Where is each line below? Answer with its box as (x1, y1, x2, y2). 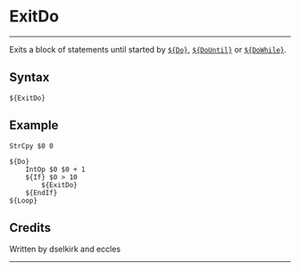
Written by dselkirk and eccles (9, 243, 121, 255)
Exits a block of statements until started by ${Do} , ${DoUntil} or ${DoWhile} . (9, 44, 287, 54)
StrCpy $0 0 (9, 141, 54, 151)
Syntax (9, 70, 50, 86)
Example (9, 118, 59, 133)
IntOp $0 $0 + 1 (25, 165, 87, 174)
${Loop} (9, 196, 38, 205)
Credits (9, 220, 52, 235)
